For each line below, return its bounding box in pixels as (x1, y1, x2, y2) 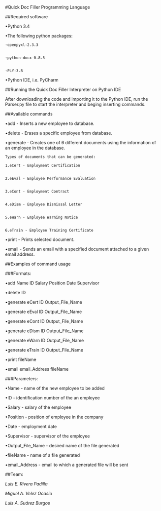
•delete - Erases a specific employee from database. (5, 130, 112, 136)
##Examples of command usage (5, 261, 71, 267)
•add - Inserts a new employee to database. (5, 120, 95, 126)
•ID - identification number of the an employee (5, 395, 100, 400)
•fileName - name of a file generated (5, 452, 80, 458)
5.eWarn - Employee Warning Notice (5, 215, 78, 220)
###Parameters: (5, 376, 38, 382)
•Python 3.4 (5, 23, 30, 29)
